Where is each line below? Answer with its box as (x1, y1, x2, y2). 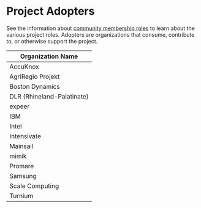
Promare (9, 162, 34, 170)
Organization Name (20, 52, 78, 61)
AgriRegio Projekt (9, 72, 60, 81)
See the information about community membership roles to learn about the (6, 24, 195, 32)
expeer (9, 102, 30, 111)
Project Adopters (6, 4, 95, 18)
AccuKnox (9, 62, 39, 71)
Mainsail (9, 142, 34, 150)
